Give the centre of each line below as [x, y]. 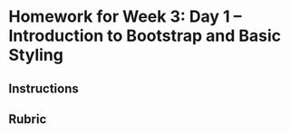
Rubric [28, 119]
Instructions [43, 88]
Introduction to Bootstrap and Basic [145, 36]
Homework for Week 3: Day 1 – [125, 17]
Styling [36, 55]
